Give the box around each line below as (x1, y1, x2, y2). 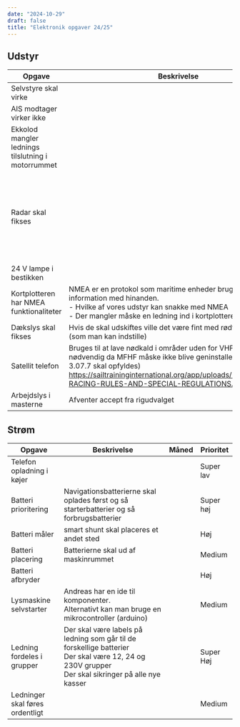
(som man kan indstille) (69, 331, 148, 341)
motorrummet (11, 160, 57, 170)
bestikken (11, 273, 44, 283)
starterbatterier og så (64, 504, 136, 514)
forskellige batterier (64, 643, 130, 652)
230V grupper (64, 661, 112, 670)
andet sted (64, 533, 100, 543)
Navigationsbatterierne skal (64, 486, 156, 496)
